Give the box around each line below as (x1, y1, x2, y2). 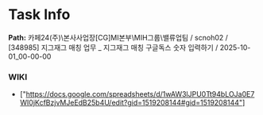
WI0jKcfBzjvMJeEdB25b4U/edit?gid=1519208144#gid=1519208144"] (19, 98, 246, 108)
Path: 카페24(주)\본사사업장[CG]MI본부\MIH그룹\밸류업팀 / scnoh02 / (8, 33, 229, 42)
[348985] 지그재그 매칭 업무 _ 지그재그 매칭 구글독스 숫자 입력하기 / (8, 42, 219, 52)
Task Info (8, 6, 71, 24)
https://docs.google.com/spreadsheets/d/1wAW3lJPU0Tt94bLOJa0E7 (25, 90, 255, 99)
